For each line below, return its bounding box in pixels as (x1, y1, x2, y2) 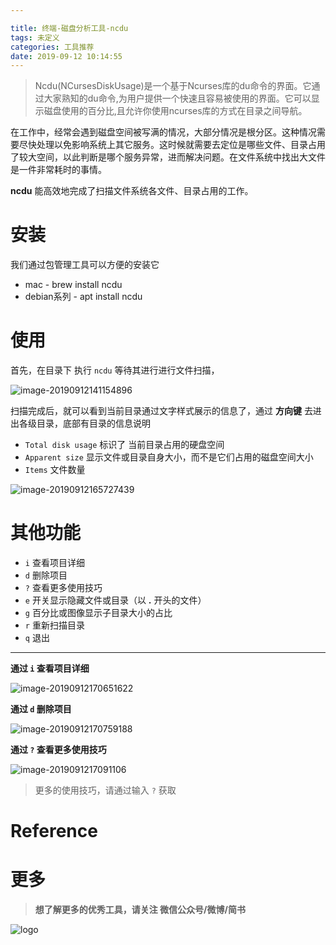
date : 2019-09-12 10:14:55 (10, 51, 123, 61)
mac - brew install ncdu (24, 279, 123, 291)
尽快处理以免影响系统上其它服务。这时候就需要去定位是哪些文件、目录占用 (18, 139, 326, 151)
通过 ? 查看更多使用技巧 (10, 744, 107, 756)
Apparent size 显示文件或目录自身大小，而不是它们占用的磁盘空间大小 (24, 451, 314, 463)
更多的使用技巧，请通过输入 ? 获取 (34, 784, 177, 796)
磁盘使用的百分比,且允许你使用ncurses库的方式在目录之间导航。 (43, 105, 308, 117)
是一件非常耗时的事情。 (10, 164, 107, 176)
